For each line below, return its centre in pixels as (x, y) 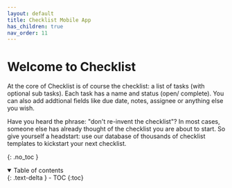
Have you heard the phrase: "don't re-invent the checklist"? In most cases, (114, 122)
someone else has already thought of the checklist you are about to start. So (116, 129)
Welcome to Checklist (72, 67)
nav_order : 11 (28, 33)
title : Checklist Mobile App (49, 20)
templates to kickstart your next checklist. (67, 144)
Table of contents (38, 171)
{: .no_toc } (23, 157)
